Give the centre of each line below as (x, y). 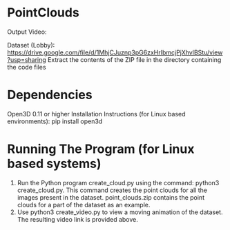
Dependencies (50, 95)
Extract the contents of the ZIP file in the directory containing (134, 59)
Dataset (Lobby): (31, 45)
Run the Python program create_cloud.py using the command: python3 (118, 182)
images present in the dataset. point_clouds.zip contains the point (111, 197)
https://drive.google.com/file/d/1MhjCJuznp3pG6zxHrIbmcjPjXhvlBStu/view (115, 52)
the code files (27, 67)
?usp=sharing (27, 59)
